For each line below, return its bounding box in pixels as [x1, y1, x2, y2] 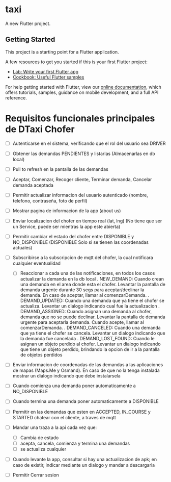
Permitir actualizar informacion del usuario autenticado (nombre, [12, 192, 149, 198]
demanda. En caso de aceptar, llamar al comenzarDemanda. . [20, 292, 150, 298]
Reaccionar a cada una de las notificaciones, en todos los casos [20, 270, 155, 276]
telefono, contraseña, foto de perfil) [12, 198, 88, 204]
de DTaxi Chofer [5, 123, 75, 135]
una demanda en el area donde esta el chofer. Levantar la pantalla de [20, 282, 165, 288]
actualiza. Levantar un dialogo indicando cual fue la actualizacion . [20, 303, 160, 309]
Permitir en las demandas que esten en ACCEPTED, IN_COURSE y [12, 409, 151, 415]
